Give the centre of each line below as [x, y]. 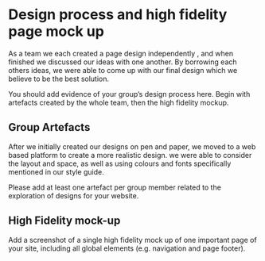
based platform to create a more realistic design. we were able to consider [130, 155]
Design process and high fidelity [118, 15]
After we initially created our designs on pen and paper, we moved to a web [132, 146]
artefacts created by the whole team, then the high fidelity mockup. [119, 102]
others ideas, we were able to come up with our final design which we [123, 70]
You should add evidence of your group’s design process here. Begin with [129, 94]
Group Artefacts [49, 127]
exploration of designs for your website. [74, 195]
